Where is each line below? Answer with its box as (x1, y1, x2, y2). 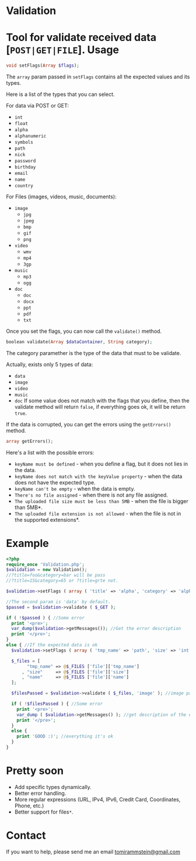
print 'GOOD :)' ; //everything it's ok (16, 733, 114, 739)
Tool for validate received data (6, 31, 156, 44)
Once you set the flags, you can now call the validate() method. (6, 328, 162, 335)
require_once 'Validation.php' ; (6, 562, 85, 567)
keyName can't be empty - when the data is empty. (14, 485, 135, 492)
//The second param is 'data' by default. (6, 598, 111, 605)
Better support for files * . (14, 808, 73, 815)
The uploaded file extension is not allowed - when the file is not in (14, 510, 181, 517)
